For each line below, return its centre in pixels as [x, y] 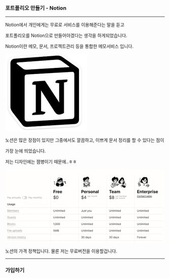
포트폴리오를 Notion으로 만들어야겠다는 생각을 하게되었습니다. [66, 36]
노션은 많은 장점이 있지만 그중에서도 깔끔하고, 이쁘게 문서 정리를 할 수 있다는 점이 [85, 140]
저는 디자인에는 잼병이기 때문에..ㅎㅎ [41, 162]
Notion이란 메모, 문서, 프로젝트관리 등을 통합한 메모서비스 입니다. [70, 46]
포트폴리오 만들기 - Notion [36, 8]
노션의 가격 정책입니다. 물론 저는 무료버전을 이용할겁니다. [61, 251]
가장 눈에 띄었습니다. [26, 151]
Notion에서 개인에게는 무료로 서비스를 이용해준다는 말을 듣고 [65, 25]
